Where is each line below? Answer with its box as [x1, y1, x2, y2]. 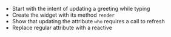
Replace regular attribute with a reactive [12, 24, 112, 31]
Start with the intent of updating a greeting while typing [12, 5, 150, 12]
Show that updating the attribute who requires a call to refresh [12, 18, 165, 24]
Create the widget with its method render [12, 11, 115, 18]
